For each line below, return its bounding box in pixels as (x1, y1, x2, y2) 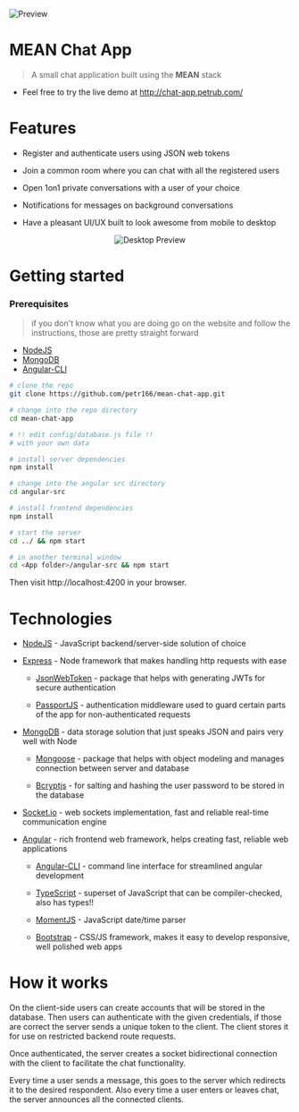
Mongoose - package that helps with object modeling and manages (35, 753, 285, 765)
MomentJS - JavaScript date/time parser (35, 914, 187, 926)
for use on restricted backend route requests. (9, 1031, 177, 1042)
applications (21, 843, 68, 854)
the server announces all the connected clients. (9, 1094, 185, 1105)
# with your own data (9, 439, 90, 448)
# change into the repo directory (9, 406, 138, 415)
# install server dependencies (9, 455, 126, 464)
